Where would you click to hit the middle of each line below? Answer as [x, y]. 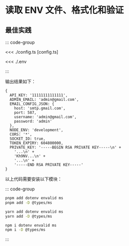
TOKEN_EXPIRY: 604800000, [37, 143]
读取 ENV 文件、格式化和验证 [64, 10]
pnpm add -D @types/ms [29, 203]
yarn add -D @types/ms [29, 216]
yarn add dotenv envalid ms [34, 212]
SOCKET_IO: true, [28, 139]
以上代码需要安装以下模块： [34, 179]
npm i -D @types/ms [25, 230]
